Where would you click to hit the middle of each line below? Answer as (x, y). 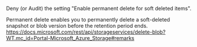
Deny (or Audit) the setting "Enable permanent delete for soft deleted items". (99, 8)
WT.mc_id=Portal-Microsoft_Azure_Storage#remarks (70, 38)
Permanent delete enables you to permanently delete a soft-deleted (88, 19)
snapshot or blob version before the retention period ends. (77, 26)
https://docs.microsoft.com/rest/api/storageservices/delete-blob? (86, 32)
